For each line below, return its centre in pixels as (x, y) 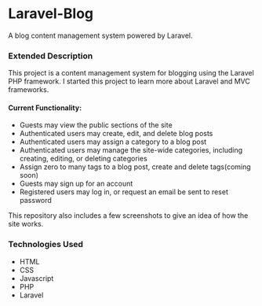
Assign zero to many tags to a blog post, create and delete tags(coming (135, 167)
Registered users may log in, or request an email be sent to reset (124, 192)
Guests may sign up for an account (76, 184)
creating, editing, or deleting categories (83, 159)
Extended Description (51, 56)
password (36, 201)
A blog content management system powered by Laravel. (100, 35)
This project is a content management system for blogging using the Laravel (131, 73)
